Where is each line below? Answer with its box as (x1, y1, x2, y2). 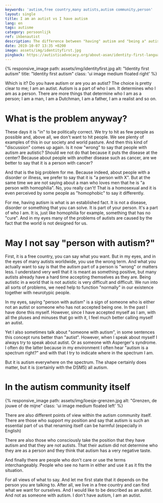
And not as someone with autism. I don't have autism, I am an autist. (5, 492, 142, 498)
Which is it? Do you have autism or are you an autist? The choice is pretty (5, 80, 152, 86)
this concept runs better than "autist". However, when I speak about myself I (5, 335, 158, 340)
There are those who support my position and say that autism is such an (5, 417, 149, 424)
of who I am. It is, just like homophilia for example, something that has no (5, 210, 151, 216)
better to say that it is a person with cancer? (5, 160, 93, 166)
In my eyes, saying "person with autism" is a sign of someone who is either (5, 299, 155, 305)
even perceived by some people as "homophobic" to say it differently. (5, 190, 145, 196)
